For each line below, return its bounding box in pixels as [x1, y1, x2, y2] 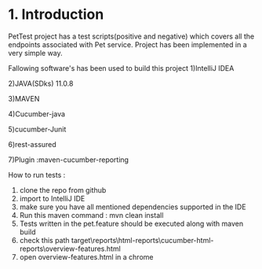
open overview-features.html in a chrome [19, 252, 154, 261]
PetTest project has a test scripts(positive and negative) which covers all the [8, 31, 255, 41]
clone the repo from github [19, 185, 107, 194]
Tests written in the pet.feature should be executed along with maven [19, 219, 244, 228]
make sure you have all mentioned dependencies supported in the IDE [19, 202, 246, 212]
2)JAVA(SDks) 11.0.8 [8, 79, 74, 88]
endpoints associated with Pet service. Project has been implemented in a [8, 39, 247, 49]
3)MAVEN [8, 94, 40, 103]
